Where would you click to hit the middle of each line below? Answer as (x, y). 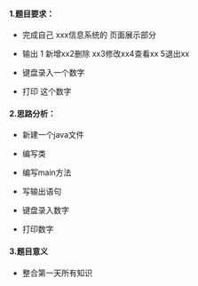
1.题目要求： (32, 13)
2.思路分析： (32, 113)
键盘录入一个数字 (53, 73)
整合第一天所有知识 (57, 273)
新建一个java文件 (53, 135)
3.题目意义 (29, 251)
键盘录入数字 (45, 211)
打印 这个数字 (47, 91)
